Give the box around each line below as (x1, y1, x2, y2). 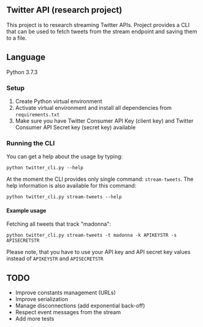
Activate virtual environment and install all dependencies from (15, 104, 172, 111)
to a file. (6, 34, 27, 42)
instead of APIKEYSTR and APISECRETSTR (6, 255, 104, 263)
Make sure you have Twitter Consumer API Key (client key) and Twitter (15, 117, 194, 125)
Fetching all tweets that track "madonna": (6, 220, 112, 228)
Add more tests (15, 315, 55, 323)
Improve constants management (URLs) (15, 289, 117, 296)
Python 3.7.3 (6, 68, 38, 75)
